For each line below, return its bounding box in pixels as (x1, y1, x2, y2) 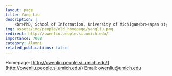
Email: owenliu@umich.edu (84, 65, 142, 71)
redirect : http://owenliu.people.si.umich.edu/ (5, 31, 109, 36)
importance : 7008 (5, 36, 42, 41)
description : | (5, 17, 38, 22)
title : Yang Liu (5, 12, 40, 17)
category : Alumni (5, 41, 42, 46)
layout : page (5, 7, 33, 13)
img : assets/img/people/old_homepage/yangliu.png (5, 27, 114, 32)
